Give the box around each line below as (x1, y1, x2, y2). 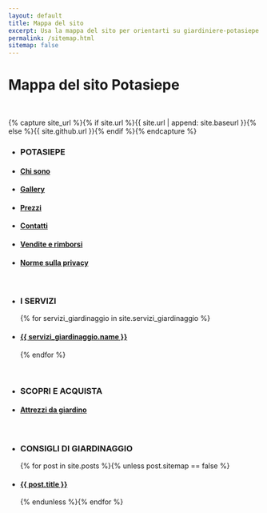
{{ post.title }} (19, 479, 68, 489)
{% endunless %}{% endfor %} (19, 497, 124, 507)
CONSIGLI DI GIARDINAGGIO (19, 443, 133, 454)
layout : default (8, 11, 62, 20)
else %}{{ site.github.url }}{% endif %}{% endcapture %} (8, 126, 197, 136)
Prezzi (19, 202, 42, 212)
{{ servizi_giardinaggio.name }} (19, 332, 128, 342)
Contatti (19, 221, 48, 230)
